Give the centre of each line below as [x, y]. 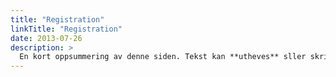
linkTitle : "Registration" [66, 29]
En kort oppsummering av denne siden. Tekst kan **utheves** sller [163, 57]
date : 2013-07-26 [46, 38]
